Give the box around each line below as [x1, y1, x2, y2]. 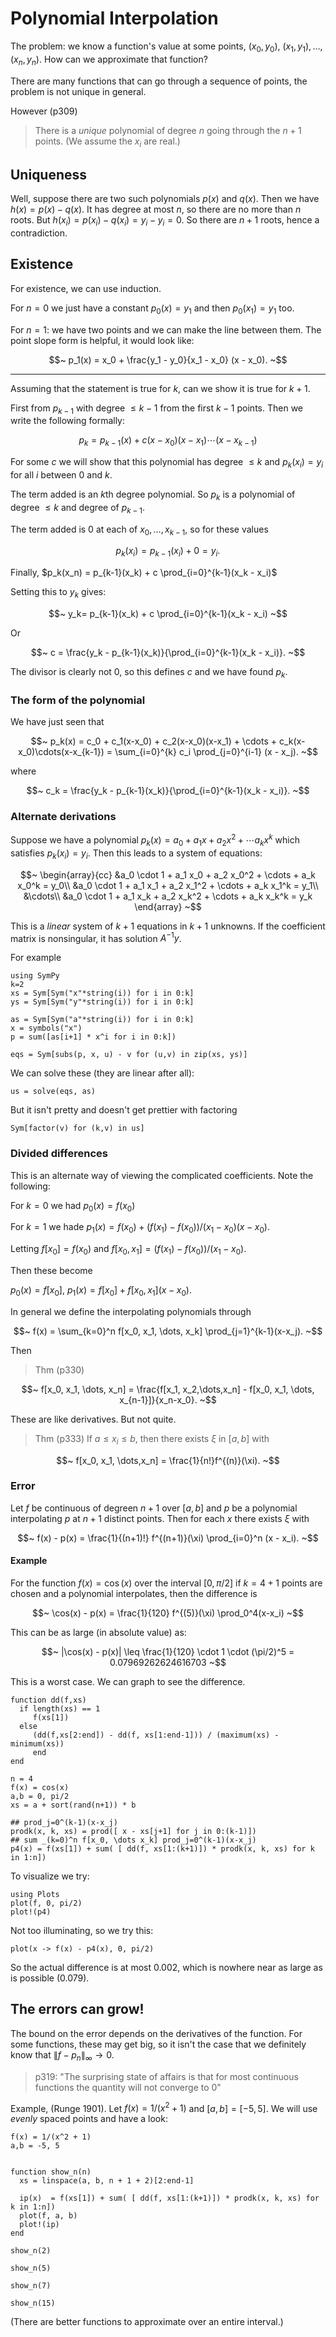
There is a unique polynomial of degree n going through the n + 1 [34, 124, 302, 136]
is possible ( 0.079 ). [10, 1972, 90, 1984]
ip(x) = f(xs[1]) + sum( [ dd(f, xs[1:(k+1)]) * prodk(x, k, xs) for [19, 2193, 320, 2204]
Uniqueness [10, 166, 88, 183]
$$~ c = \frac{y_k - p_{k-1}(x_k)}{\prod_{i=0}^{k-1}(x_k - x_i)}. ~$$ [30, 646, 306, 658]
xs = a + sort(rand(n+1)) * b [10, 1800, 137, 1810]
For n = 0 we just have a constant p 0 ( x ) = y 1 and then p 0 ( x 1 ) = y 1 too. [10, 302, 295, 316]
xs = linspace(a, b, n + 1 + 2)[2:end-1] [19, 2176, 195, 2186]
